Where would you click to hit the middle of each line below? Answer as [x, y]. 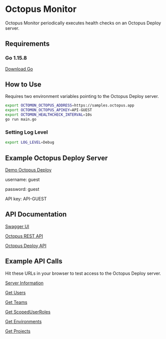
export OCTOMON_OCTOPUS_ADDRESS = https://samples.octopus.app [70, 105]
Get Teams [16, 302]
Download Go [19, 69]
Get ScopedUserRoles [28, 312]
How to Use [23, 85]
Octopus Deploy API [26, 246]
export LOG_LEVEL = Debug [30, 143]
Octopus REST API [24, 236]
